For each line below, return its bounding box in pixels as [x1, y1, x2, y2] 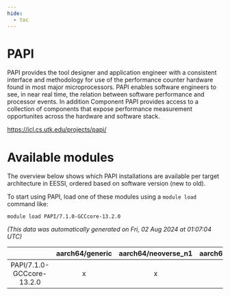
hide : [7, 10, 23, 17]
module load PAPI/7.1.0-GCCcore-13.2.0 [7, 213, 121, 220]
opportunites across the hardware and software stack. [7, 112, 161, 121]
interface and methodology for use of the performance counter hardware [7, 76, 214, 84]
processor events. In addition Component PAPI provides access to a [7, 97, 199, 106]
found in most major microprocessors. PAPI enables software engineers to [7, 83, 217, 91]
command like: [7, 200, 49, 208]
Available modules [7, 149, 114, 165]
